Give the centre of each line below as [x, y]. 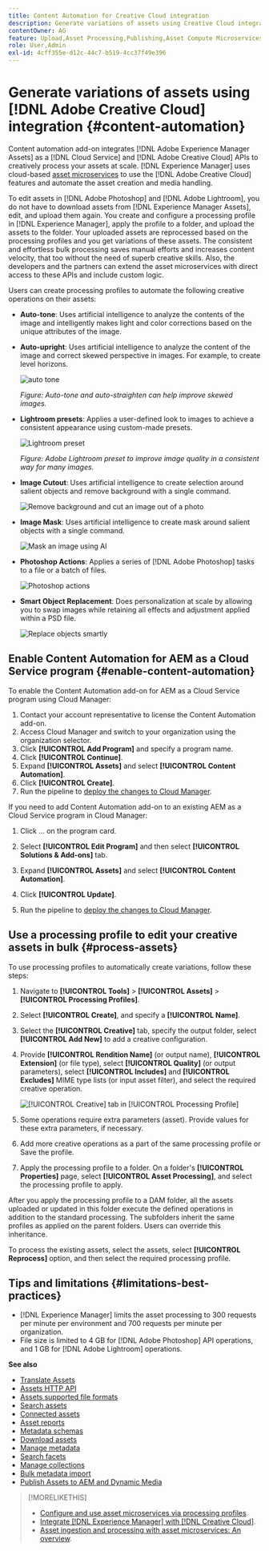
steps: [18, 975]
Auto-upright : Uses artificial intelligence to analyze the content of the [135, 347]
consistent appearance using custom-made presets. [106, 427]
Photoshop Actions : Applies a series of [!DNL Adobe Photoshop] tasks [137, 561]
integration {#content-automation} [127, 127]
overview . [56, 1539]
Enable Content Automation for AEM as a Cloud [129, 659]
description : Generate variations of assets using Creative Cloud [121, 23]
